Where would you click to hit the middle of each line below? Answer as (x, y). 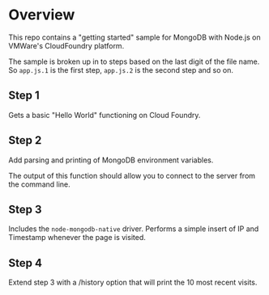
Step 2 (25, 140)
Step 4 (26, 263)
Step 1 (24, 96)
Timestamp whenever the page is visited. (77, 238)
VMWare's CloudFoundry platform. (66, 45)
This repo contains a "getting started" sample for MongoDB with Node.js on (134, 37)
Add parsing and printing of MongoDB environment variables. (111, 160)
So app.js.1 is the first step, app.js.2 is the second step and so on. (121, 70)
